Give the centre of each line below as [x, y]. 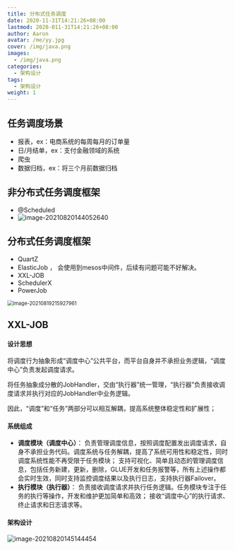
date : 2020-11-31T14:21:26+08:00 [56, 21]
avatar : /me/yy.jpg [36, 40]
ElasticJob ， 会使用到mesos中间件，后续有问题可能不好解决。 [109, 267]
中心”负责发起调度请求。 [43, 370]
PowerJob [32, 290]
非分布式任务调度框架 [54, 193]
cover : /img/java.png [39, 47]
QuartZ [28, 259]
